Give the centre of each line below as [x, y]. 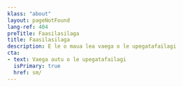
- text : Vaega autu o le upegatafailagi [67, 60]
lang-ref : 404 [28, 27]
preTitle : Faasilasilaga [43, 33]
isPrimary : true [37, 66]
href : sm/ [28, 72]
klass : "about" [29, 14]
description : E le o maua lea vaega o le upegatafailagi [92, 46]
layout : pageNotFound [39, 20]
